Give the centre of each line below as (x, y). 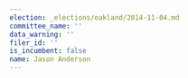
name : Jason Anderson (50, 59)
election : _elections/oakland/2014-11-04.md (94, 17)
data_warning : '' (42, 34)
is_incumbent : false (48, 51)
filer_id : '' (34, 43)
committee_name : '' (46, 26)
